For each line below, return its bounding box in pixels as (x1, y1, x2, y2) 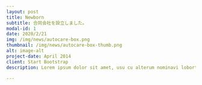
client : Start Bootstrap (6, 59, 69, 65)
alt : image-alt (6, 48, 44, 54)
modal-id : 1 (6, 25, 36, 32)
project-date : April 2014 (6, 53, 71, 59)
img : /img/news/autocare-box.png (6, 37, 90, 42)
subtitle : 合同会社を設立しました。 (6, 20, 87, 26)
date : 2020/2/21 (6, 31, 47, 37)
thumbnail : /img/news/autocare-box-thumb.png (6, 42, 122, 48)
